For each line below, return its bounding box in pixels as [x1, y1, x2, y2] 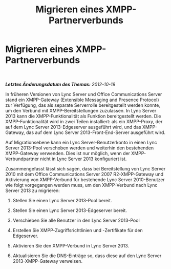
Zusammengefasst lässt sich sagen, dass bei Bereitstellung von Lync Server [5, 165, 166, 171]
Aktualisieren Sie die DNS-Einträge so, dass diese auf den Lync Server [12, 253, 162, 259]
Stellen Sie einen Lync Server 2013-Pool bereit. [12, 197, 112, 203]
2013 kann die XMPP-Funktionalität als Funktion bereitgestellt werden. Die [5, 113, 161, 119]
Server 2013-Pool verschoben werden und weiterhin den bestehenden [5, 145, 154, 151]
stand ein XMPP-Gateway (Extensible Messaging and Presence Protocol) [5, 97, 160, 103]
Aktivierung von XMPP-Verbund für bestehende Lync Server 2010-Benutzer [5, 176, 165, 183]
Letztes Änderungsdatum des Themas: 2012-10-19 [5, 81, 116, 87]
